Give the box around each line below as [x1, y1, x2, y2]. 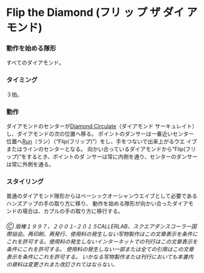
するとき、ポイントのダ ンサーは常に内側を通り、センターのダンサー [26, 153, 198, 160]
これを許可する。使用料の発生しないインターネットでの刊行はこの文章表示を [6, 238, 198, 245]
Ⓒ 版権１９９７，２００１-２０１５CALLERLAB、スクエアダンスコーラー [6, 222, 192, 230]
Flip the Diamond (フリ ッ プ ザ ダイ [6, 5, 185, 19]
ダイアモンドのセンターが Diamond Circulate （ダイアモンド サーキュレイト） [6, 122, 198, 130]
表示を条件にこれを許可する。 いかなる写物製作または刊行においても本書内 [6, 253, 194, 260]
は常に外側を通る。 [6, 161, 55, 168]
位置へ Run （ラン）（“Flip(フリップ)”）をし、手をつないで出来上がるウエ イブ [6, 138, 197, 145]
